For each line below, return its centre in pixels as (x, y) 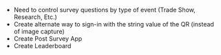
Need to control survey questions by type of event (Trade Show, (105, 10)
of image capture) (39, 31)
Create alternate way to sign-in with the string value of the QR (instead (114, 24)
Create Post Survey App (48, 39)
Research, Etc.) (35, 17)
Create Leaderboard (42, 46)
